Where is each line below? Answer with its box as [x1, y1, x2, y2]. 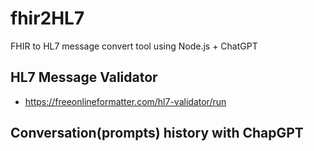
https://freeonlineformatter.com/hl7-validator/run [24, 95, 227, 107]
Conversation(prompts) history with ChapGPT [10, 125, 304, 142]
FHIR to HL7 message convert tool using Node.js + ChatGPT [10, 40, 258, 52]
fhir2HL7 [10, 7, 85, 30]
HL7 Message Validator [10, 69, 158, 86]
